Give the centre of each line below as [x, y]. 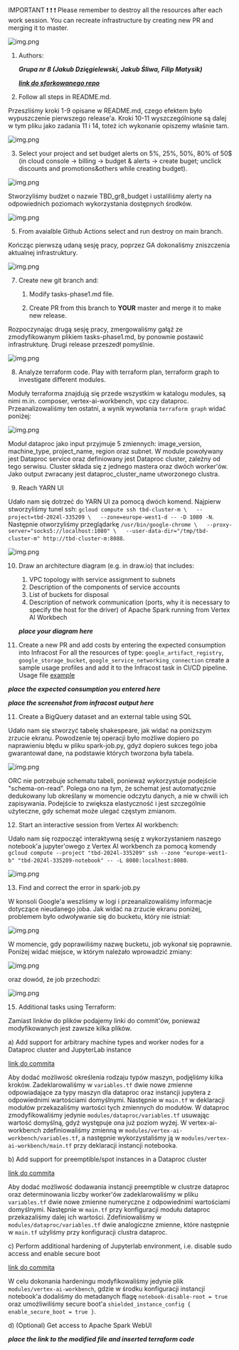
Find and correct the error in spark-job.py [79, 888]
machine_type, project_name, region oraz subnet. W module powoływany [116, 451]
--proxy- [219, 525]
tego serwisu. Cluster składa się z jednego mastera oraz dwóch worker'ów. [118, 466]
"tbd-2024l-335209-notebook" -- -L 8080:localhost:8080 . [103, 860]
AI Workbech [48, 617]
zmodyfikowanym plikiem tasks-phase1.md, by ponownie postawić [106, 337]
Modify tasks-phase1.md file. [71, 294]
